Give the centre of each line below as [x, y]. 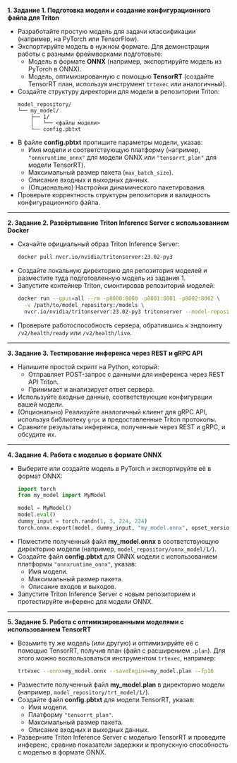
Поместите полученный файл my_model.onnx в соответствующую [118, 541]
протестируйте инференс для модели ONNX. [85, 601]
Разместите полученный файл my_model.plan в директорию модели [121, 685]
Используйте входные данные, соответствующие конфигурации [115, 397]
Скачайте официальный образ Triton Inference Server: [98, 244]
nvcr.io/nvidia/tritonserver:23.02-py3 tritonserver [103, 311]
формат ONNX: [40, 476]
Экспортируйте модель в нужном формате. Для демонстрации [113, 46]
